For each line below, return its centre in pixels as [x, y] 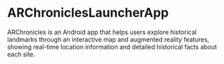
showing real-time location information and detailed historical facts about [112, 47]
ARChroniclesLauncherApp [88, 13]
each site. [21, 54]
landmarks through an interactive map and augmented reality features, [109, 39]
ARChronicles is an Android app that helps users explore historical [102, 32]
